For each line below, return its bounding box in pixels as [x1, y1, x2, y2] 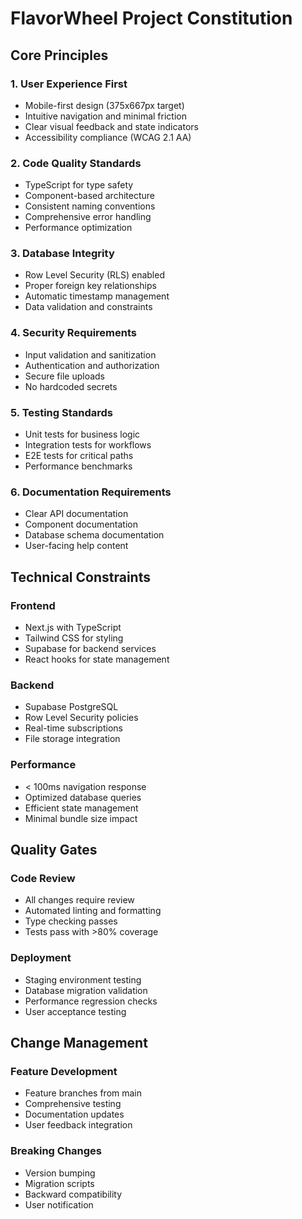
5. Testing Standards [10, 405, 114, 419]
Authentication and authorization [24, 359, 160, 371]
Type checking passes [24, 915, 118, 927]
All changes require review [24, 894, 135, 906]
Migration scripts [24, 1177, 95, 1189]
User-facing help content [24, 540, 129, 552]
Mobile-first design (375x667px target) [24, 99, 185, 111]
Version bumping [24, 1167, 96, 1179]
